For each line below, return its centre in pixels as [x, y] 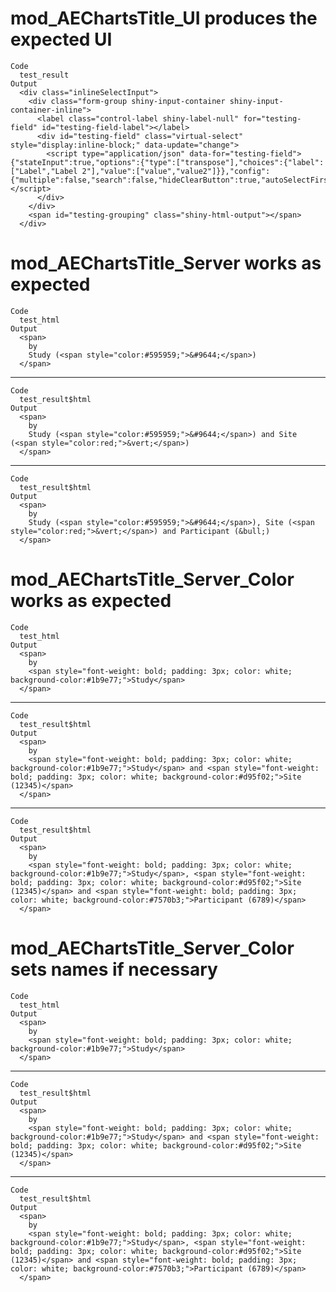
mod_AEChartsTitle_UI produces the [164, 18]
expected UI [61, 39]
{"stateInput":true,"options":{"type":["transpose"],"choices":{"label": [167, 162]
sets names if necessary [114, 969]
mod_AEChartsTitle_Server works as [166, 263]
